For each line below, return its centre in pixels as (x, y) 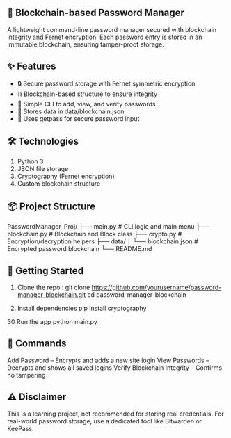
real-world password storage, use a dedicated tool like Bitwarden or (105, 421)
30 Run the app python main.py (52, 322)
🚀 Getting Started (46, 271)
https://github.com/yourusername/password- (157, 287)
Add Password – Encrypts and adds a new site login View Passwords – (108, 360)
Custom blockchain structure (59, 184)
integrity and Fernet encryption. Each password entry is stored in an (105, 37)
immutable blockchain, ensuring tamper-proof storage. (86, 44)
